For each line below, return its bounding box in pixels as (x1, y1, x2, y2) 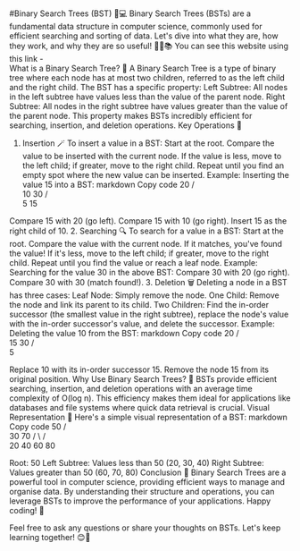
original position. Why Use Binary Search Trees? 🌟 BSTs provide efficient (9, 374, 277, 384)
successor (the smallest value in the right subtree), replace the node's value (9, 309, 289, 319)
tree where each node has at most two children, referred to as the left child (9, 72, 286, 83)
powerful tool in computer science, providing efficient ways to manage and (9, 477, 286, 487)
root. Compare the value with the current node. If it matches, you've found (9, 239, 283, 249)
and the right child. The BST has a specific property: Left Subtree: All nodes (9, 82, 288, 92)
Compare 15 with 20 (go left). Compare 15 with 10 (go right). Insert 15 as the (9, 216, 287, 226)
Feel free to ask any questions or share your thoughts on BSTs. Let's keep (9, 522, 281, 533)
